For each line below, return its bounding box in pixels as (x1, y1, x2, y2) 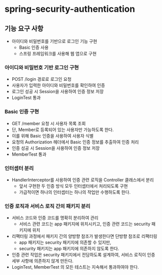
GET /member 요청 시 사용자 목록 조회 (11, 120, 86, 126)
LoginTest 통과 (11, 95, 41, 101)
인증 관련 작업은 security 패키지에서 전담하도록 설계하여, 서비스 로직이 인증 (11, 252, 156, 258)
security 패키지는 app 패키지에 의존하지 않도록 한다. (19, 245, 119, 252)
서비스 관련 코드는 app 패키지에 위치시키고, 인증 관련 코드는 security (19, 221, 151, 227)
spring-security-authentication (4, 3, 135, 15)
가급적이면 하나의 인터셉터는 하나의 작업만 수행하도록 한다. (19, 189, 131, 195)
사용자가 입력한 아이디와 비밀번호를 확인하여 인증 (11, 82, 105, 88)
